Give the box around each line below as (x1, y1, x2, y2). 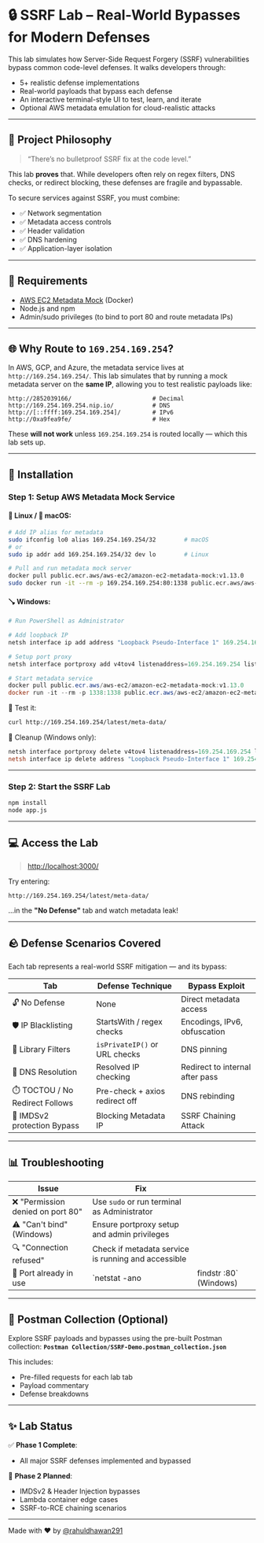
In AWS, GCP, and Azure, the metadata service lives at (8, 363, 185, 372)
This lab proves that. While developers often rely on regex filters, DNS (8, 169, 236, 179)
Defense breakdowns (19, 1390, 89, 1399)
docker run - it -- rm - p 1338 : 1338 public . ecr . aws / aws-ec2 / (8, 689, 206, 697)
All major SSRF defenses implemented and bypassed (19, 1456, 191, 1465)
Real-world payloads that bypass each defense (19, 86, 173, 95)
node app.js (8, 807, 47, 814)
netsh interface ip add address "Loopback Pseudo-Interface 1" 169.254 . (8, 638, 251, 646)
